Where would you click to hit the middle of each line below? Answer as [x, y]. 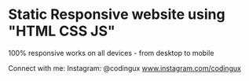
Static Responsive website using [117, 15]
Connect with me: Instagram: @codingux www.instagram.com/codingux [125, 68]
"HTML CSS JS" [62, 31]
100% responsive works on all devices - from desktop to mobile [111, 53]
